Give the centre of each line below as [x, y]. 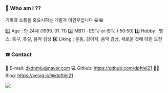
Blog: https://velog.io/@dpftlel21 [39, 75]
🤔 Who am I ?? [23, 8]
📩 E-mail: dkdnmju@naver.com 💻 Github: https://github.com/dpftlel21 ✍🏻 [82, 68]
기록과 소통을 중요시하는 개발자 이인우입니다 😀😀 [55, 20]
